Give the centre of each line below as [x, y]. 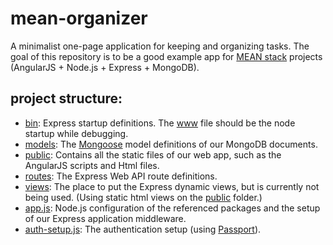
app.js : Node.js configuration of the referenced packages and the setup [172, 208]
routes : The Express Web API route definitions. [121, 176]
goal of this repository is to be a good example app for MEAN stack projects [166, 56]
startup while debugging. [76, 133]
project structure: [66, 98]
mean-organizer [79, 18]
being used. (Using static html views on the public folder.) [143, 197]
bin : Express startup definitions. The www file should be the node [160, 123]
